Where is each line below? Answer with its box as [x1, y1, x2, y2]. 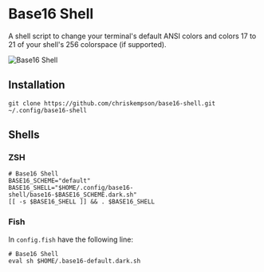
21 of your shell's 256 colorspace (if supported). [8, 39, 167, 49]
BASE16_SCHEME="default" [8, 177, 91, 185]
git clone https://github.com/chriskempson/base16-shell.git [8, 99, 216, 108]
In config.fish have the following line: [8, 235, 134, 244]
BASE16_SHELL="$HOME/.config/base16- [8, 184, 134, 192]
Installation [8, 78, 65, 92]
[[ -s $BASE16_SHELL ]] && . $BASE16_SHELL [8, 198, 156, 206]
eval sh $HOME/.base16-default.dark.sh [8, 257, 141, 265]
